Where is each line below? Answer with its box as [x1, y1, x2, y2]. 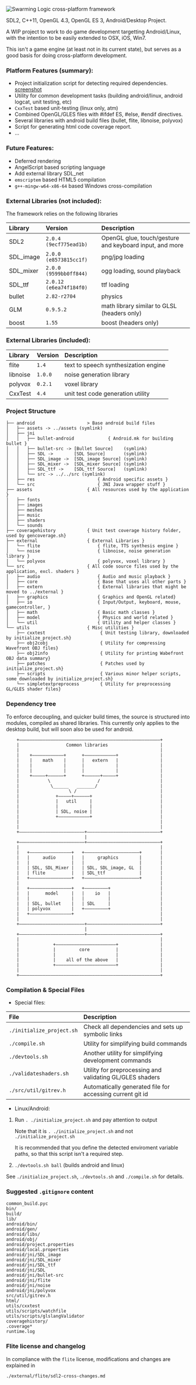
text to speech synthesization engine [64, 361, 166, 369]
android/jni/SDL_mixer [6, 1257, 61, 1263]
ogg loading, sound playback [101, 267, 181, 275]
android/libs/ [6, 1231, 41, 1238]
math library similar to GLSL [101, 302, 177, 310]
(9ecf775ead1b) [45, 241, 88, 248]
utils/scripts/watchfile [6, 1308, 66, 1314]
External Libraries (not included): [6, 196, 102, 205]
